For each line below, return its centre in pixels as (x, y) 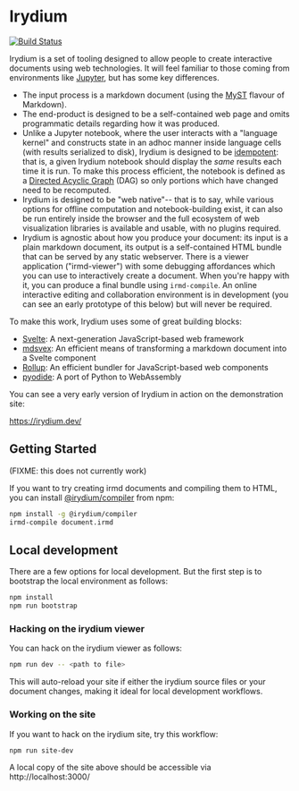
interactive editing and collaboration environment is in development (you (155, 294)
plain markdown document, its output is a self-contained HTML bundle (152, 247)
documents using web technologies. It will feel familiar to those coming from (149, 68)
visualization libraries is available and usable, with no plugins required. (151, 228)
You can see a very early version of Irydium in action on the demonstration (146, 394)
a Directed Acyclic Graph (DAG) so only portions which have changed (150, 180)
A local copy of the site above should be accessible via (110, 768)
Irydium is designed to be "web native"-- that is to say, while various (148, 200)
